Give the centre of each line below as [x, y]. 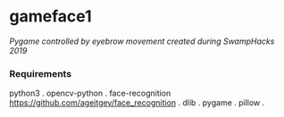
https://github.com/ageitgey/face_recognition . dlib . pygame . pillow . [137, 103]
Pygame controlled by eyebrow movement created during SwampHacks [142, 41]
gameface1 [50, 17]
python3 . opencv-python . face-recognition [90, 93]
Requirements [41, 73]
